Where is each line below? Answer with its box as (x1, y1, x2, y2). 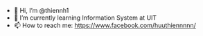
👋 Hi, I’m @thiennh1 (13, 7, 69, 14)
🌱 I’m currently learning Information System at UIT (13, 14, 157, 22)
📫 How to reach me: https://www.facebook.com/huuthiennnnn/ (13, 21, 196, 29)
